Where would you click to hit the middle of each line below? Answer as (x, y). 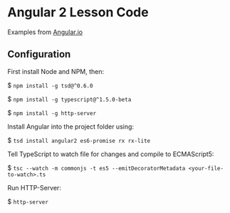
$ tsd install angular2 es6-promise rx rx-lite (79, 140)
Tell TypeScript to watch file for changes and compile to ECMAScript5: (111, 154)
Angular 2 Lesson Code (78, 12)
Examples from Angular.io (45, 32)
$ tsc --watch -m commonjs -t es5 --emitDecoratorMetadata (96, 168)
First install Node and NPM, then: (56, 71)
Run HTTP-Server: (35, 187)
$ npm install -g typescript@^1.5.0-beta (69, 99)
